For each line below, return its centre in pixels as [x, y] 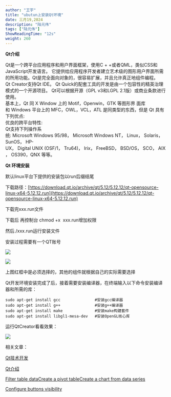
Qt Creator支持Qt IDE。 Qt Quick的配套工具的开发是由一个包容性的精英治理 [84, 84]
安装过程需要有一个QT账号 [33, 242]
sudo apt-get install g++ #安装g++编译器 [64, 305]
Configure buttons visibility [34, 389]
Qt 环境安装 [17, 165]
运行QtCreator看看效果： [31, 326]
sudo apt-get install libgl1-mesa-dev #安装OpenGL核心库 [68, 316]
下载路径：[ [17, 187]
